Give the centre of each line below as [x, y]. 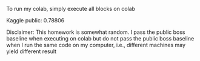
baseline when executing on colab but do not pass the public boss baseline [100, 38]
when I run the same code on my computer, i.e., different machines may [96, 45]
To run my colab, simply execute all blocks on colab [71, 9]
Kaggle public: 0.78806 [35, 20]
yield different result [31, 51]
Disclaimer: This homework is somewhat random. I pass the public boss [96, 32]
